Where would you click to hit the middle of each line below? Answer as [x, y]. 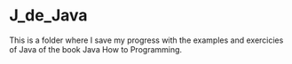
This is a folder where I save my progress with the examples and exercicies [146, 40]
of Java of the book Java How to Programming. [96, 49]
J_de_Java [48, 16]
